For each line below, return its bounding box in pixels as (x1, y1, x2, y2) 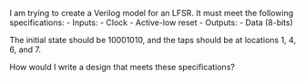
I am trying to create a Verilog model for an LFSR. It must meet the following (9, 8, 294, 18)
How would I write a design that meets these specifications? (9, 62, 235, 72)
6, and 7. (9, 44, 42, 55)
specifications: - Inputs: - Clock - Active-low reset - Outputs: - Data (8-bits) (9, 17, 294, 28)
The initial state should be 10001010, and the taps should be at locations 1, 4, (9, 35, 297, 45)
